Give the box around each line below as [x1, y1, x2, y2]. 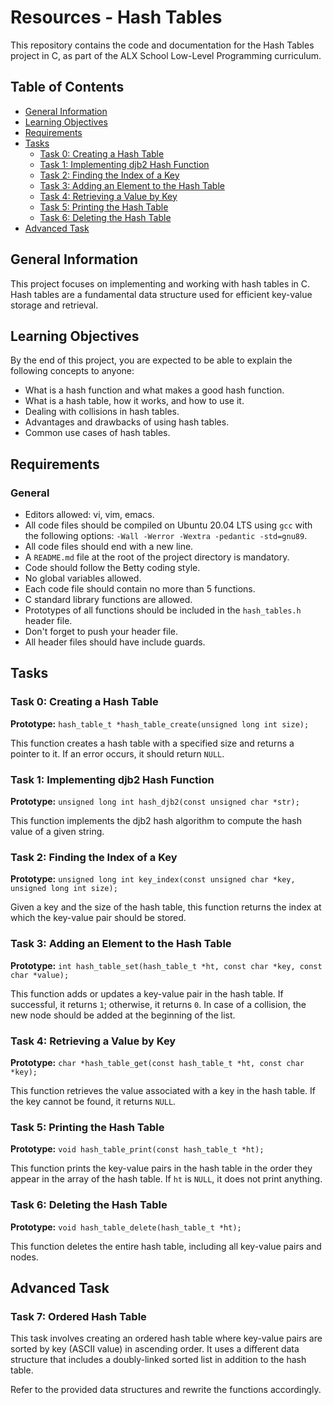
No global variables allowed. [24, 572, 142, 585]
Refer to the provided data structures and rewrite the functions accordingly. [10, 1384, 322, 1396]
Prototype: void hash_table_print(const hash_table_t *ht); [10, 1143, 265, 1155]
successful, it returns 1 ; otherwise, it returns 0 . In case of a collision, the [10, 998, 307, 1010]
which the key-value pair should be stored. [10, 912, 187, 924]
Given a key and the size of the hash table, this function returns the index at [10, 901, 322, 913]
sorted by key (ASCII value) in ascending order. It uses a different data [10, 1343, 300, 1355]
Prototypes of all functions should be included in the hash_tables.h [24, 604, 302, 616]
